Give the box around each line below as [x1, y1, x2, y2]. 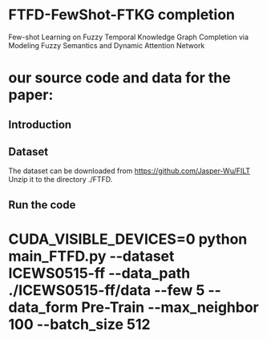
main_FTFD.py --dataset [8, 247, 175, 265]
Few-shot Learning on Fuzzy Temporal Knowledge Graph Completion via [8, 32, 249, 42]
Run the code [8, 198, 76, 212]
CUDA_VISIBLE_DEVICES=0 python [8, 230, 248, 248]
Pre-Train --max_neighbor [81, 298, 259, 316]
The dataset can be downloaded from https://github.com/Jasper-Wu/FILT [8, 166, 251, 176]
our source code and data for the [8, 69, 231, 87]
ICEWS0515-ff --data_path [8, 264, 191, 282]
